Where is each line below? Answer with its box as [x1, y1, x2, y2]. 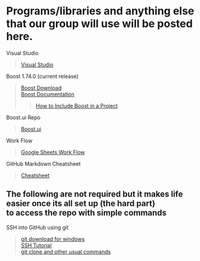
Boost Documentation [20, 90, 75, 98]
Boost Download [20, 84, 61, 91]
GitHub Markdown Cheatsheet [6, 160, 81, 167]
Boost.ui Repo [6, 114, 41, 121]
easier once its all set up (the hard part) [6, 199, 155, 209]
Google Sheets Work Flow [20, 148, 85, 156]
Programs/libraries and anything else [6, 4, 195, 18]
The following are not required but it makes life [6, 189, 183, 199]
